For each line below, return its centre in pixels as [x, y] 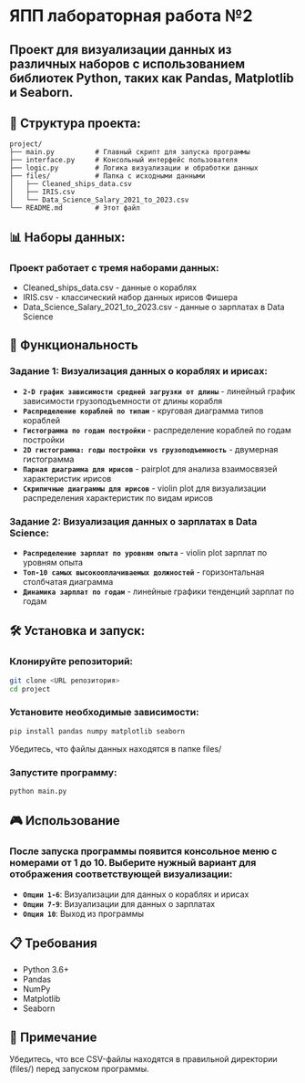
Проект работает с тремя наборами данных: [115, 267]
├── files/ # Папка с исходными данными [107, 176]
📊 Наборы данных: [67, 237]
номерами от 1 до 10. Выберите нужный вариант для [133, 863]
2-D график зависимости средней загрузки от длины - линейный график [159, 391]
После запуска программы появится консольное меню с [143, 851]
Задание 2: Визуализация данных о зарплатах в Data [133, 521]
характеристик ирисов [67, 478]
